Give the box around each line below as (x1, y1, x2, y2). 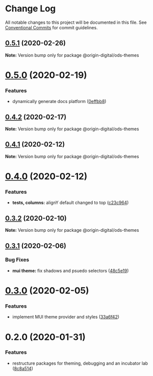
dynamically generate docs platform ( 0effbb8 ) (12, 99, 107, 105)
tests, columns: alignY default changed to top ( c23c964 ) (12, 200, 129, 206)
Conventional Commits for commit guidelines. (5, 24, 98, 30)
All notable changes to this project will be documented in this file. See (5, 19, 147, 25)
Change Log (5, 3, 56, 14)
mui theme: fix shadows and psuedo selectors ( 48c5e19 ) (12, 268, 129, 273)
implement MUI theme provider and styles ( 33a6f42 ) (12, 314, 119, 320)
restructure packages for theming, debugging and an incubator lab (12, 360, 148, 366)
